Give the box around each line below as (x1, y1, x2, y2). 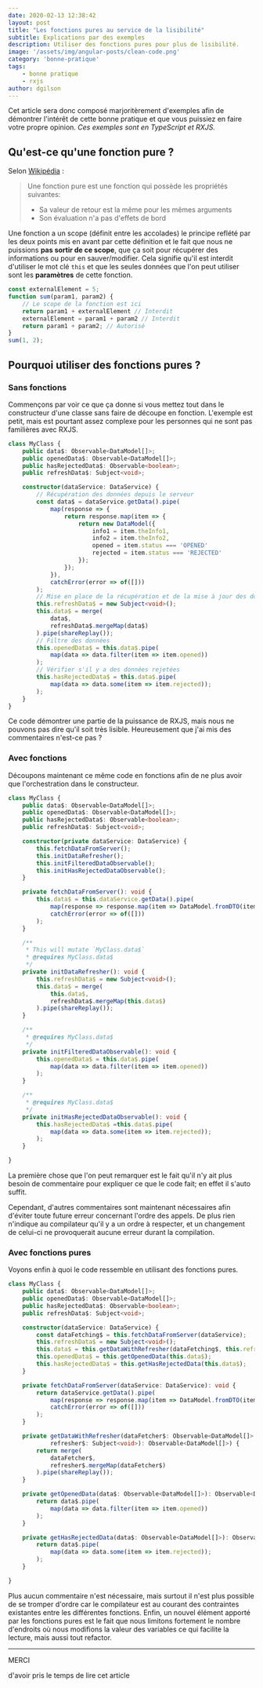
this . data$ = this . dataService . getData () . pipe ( (36, 896, 194, 904)
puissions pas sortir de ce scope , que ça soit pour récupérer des (8, 245, 218, 255)
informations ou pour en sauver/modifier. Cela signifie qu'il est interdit (8, 254, 233, 263)
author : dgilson (8, 84, 61, 93)
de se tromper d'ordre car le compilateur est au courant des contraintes (8, 1599, 240, 1609)
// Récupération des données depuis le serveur (36, 491, 194, 499)
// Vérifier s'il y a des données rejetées (36, 666, 180, 674)
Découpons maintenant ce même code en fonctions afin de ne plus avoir (8, 770, 243, 780)
